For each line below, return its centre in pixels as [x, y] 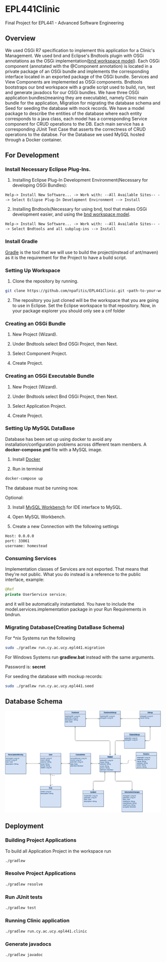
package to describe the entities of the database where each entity [73, 113]
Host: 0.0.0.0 [20, 536]
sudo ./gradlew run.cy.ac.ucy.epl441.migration [55, 648]
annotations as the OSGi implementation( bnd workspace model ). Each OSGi [82, 61]
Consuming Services [31, 558]
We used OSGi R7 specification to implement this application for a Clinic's [80, 50]
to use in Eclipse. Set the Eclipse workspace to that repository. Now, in [84, 305]
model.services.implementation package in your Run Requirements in [76, 609]
